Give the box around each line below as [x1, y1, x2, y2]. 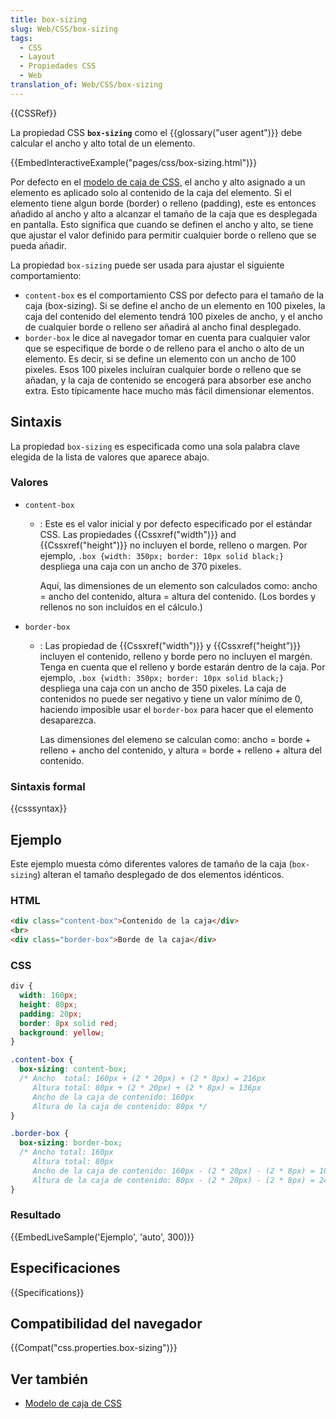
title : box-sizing [10, 14, 87, 25]
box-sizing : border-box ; [19, 1138, 123, 1148]
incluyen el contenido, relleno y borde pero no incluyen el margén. [39, 650, 313, 662]
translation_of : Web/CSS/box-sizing [10, 80, 163, 90]
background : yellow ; [19, 1027, 105, 1038]
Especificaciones [10, 1260, 121, 1277]
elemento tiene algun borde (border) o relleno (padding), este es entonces [10, 197, 317, 209]
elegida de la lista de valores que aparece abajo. [10, 451, 210, 463]
